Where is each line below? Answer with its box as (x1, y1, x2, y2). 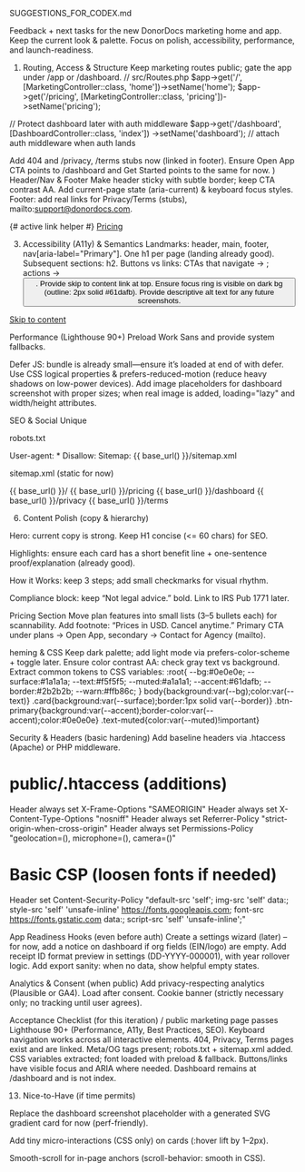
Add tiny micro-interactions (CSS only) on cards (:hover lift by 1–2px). (9, 1135, 270, 1146)
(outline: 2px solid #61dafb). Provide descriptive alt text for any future (44, 288, 275, 297)
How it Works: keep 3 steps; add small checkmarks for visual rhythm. (9, 576, 269, 586)
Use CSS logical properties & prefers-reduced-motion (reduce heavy (9, 369, 268, 379)
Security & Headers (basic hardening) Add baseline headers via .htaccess (9, 733, 286, 743)
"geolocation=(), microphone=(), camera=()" (9, 832, 177, 843)
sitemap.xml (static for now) (9, 468, 114, 478)
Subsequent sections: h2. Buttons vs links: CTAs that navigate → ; (22, 258, 270, 269)
